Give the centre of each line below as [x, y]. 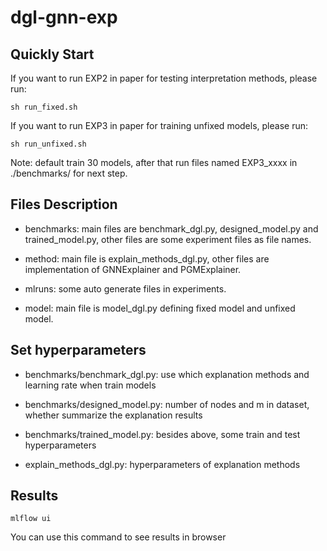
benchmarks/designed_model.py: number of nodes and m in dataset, [167, 404]
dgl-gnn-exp [64, 17]
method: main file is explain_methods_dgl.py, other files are [147, 258]
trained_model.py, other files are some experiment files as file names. [168, 239]
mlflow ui [31, 519]
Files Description [64, 204]
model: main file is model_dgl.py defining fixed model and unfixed [160, 308]
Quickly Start [52, 54]
